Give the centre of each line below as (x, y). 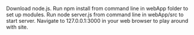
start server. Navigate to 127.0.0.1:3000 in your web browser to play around (97, 21)
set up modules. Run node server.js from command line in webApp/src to (95, 15)
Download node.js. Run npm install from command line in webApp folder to (97, 8)
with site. (17, 27)
